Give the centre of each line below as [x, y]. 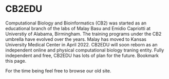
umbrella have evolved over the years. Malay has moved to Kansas [76, 39]
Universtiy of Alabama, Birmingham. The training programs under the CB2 [83, 34]
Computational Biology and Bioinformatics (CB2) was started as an [76, 23]
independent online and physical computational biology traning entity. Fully [85, 50]
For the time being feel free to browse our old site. [58, 71]
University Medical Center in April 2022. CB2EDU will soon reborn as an [81, 44]
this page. [16, 61]
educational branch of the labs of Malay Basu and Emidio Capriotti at [78, 28]
